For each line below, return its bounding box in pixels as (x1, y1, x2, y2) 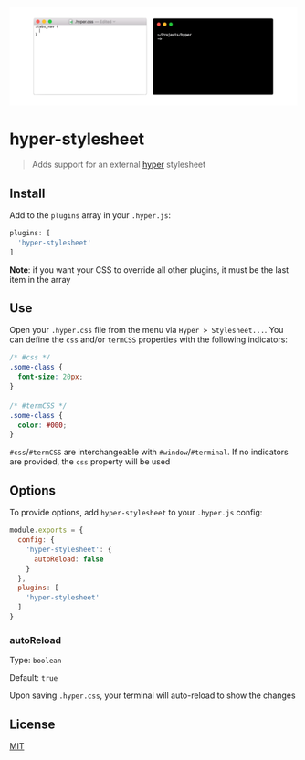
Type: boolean (9, 655, 62, 666)
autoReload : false (33, 555, 104, 564)
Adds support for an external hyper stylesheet (31, 159, 206, 171)
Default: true (9, 672, 58, 683)
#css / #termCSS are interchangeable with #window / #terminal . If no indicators (9, 446, 289, 458)
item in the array (9, 274, 71, 285)
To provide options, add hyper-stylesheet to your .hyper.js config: (9, 507, 263, 518)
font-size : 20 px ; (17, 372, 84, 381)
